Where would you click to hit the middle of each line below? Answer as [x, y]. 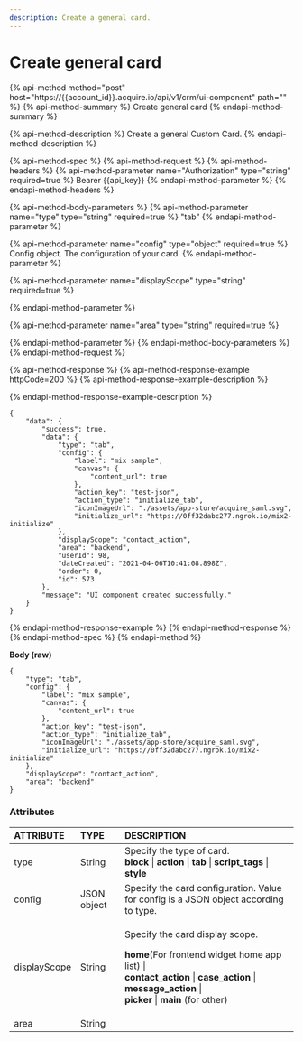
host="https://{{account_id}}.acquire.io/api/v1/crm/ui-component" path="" [148, 97]
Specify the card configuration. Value [203, 888]
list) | [135, 965]
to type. [141, 910]
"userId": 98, [84, 555]
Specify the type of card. [177, 850]
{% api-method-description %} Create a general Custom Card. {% [133, 134]
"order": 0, [80, 571]
